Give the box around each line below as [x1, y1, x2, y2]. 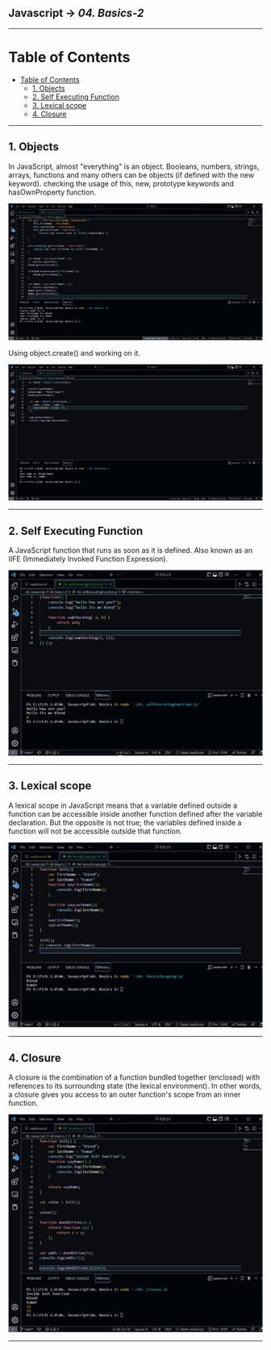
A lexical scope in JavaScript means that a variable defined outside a [8, 800, 238, 810]
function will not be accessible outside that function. [8, 826, 183, 836]
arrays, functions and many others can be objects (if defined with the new [8, 169, 255, 180]
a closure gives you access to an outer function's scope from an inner [8, 1089, 241, 1100]
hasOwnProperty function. [8, 187, 97, 197]
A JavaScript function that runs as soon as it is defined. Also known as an [8, 545, 252, 555]
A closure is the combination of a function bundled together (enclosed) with [8, 1072, 261, 1082]
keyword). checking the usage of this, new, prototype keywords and [8, 178, 235, 188]
